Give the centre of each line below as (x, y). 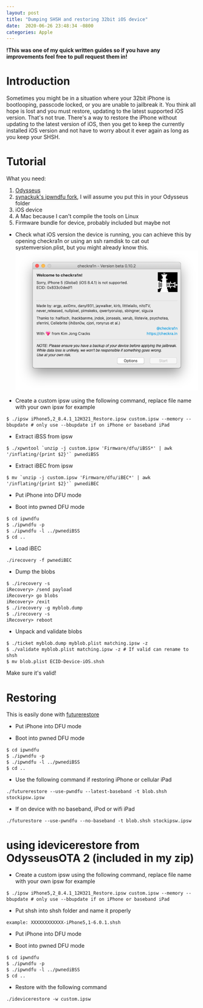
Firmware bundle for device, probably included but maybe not (93, 223)
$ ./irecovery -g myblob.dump (45, 608)
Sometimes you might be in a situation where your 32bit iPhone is (88, 98)
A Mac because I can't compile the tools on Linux (77, 216)
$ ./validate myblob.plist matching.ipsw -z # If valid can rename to (98, 650)
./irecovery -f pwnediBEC (39, 561)
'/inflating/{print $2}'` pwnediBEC (53, 484)
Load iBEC (28, 548)
